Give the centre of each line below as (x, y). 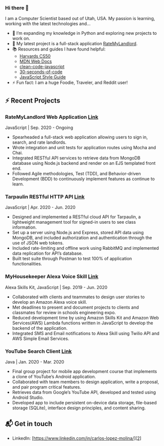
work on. (21, 38)
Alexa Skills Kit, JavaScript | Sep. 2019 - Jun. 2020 (56, 287)
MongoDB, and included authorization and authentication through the (82, 238)
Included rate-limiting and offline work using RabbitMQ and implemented (85, 248)
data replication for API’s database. (47, 253)
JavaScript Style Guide (43, 77)
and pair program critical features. (47, 387)
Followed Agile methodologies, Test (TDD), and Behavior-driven (76, 173)
